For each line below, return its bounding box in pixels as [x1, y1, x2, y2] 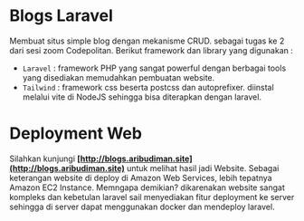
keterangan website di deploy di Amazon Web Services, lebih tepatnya [9, 172, 273, 183]
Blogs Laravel [9, 5, 113, 26]
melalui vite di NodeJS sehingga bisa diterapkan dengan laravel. [22, 91, 262, 102]
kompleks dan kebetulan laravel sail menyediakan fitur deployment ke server [9, 191, 295, 202]
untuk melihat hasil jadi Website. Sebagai [126, 162, 280, 173]
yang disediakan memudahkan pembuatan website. [22, 72, 215, 82]
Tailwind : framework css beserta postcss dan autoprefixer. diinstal [22, 82, 274, 92]
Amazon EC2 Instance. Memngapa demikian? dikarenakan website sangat [9, 182, 285, 193]
